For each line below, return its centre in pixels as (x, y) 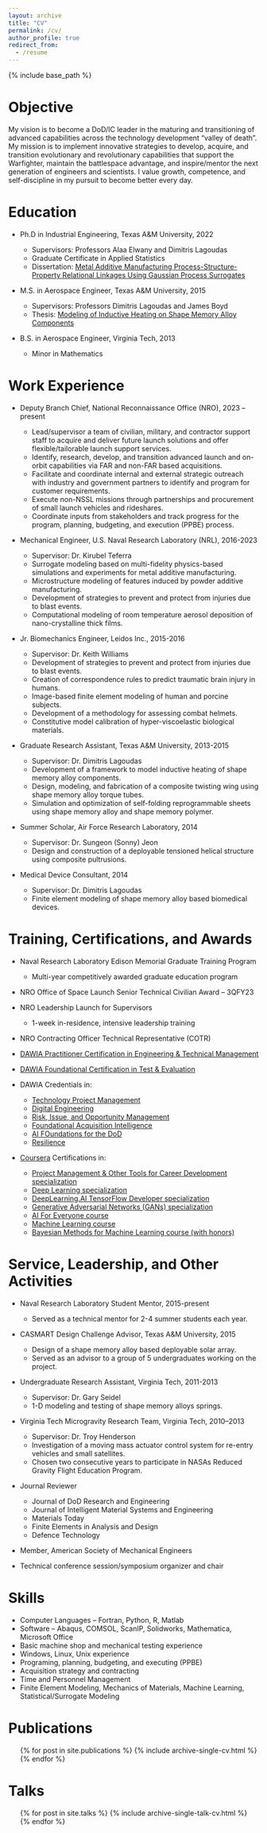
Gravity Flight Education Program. (87, 1470)
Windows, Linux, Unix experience (74, 1654)
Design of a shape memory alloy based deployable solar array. (134, 1349)
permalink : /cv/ (35, 30)
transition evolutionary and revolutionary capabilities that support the (121, 154)
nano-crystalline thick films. (77, 623)
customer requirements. (71, 491)
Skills (27, 1598)
